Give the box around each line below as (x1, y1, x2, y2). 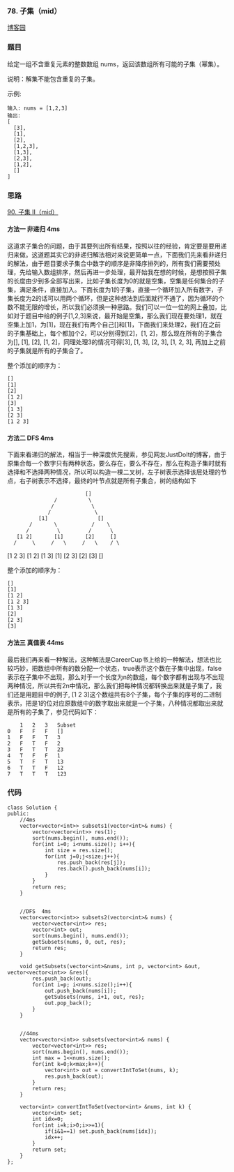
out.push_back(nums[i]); (44, 987, 117, 994)
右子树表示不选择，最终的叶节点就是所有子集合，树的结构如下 (19, 477, 196, 485)
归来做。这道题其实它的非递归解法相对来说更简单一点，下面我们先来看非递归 (7, 251, 227, 259)
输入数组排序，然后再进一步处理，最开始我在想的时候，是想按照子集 (31, 268, 227, 276)
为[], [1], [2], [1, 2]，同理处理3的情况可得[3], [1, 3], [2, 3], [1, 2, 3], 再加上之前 (7, 338, 226, 346)
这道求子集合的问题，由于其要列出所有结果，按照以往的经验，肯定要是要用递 (7, 242, 227, 251)
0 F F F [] (7, 727, 64, 734)
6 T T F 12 (7, 764, 64, 771)
